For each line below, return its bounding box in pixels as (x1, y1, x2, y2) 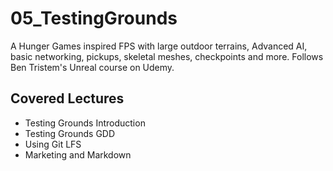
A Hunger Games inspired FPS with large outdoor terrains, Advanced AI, (10, 40, 308, 52)
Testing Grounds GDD (24, 127, 116, 139)
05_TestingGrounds (10, 7, 178, 30)
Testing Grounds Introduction (24, 117, 146, 129)
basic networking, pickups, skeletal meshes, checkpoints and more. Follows (10, 50, 324, 62)
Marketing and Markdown (24, 148, 132, 161)
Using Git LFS (24, 138, 82, 150)
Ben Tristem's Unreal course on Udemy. (10, 61, 175, 73)
